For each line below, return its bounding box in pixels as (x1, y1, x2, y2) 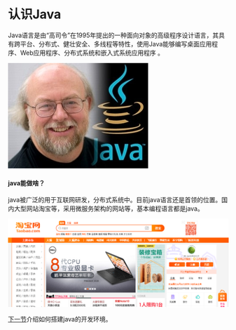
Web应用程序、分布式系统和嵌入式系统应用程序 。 (20, 48, 164, 57)
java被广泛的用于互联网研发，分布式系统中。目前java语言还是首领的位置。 (8, 196, 222, 204)
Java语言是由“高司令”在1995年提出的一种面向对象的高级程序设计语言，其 (8, 31, 219, 39)
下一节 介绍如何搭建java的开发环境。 (8, 315, 112, 324)
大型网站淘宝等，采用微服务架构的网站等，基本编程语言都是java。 (13, 204, 204, 213)
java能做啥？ (8, 178, 46, 187)
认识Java (8, 6, 62, 22)
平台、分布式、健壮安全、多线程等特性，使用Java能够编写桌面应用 (20, 39, 212, 48)
